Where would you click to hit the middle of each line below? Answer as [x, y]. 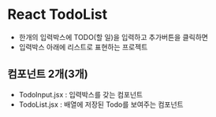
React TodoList [58, 15]
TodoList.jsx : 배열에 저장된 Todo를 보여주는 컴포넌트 [101, 104]
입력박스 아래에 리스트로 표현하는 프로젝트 [83, 47]
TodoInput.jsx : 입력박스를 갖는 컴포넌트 [81, 94]
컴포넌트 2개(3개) [48, 74]
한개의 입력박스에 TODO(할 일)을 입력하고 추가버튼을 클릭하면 [113, 37]
